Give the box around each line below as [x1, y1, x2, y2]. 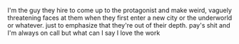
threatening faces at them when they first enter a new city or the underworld [7, 13, 233, 22]
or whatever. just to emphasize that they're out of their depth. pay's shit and [7, 21, 230, 29]
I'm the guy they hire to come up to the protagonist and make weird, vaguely [7, 6, 232, 14]
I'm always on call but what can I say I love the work [7, 28, 161, 37]
